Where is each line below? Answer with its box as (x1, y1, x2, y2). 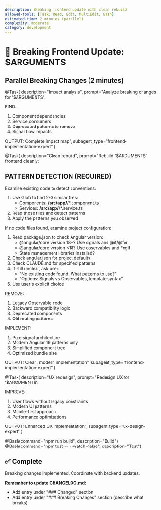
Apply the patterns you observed (12, 215, 79, 221)
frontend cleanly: (5, 158, 39, 164)
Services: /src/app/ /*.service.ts (19, 205, 83, 211)
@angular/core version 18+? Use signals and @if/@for (19, 239, 128, 245)
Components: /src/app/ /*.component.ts (19, 200, 99, 206)
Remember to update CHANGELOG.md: (5, 480, 87, 486)
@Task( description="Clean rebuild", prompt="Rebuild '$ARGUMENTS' (5, 153, 147, 159)
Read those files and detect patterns (12, 210, 85, 216)
